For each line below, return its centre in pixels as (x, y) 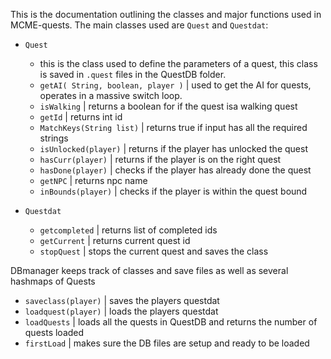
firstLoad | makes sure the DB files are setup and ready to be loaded (167, 343)
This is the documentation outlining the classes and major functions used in (166, 14)
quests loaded (54, 332)
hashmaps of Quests (53, 281)
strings (54, 138)
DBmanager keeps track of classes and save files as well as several (149, 270)
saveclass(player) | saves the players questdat (122, 300)
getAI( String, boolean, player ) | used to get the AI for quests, (175, 85)
